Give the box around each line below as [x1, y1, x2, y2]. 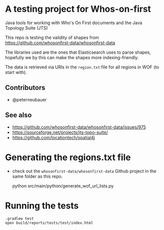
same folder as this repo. [12, 173, 63, 179]
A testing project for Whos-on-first [5, 3, 151, 15]
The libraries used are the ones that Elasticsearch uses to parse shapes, [5, 49, 151, 55]
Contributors [5, 84, 46, 92]
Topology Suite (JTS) [5, 25, 48, 31]
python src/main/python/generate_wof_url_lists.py [12, 183, 114, 189]
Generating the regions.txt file [5, 152, 131, 163]
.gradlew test [5, 216, 34, 221]
